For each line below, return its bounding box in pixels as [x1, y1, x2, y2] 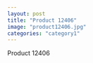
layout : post [7, 10, 46, 17]
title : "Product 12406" [7, 17, 77, 24]
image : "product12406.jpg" [7, 23, 87, 30]
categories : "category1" [7, 29, 80, 37]
